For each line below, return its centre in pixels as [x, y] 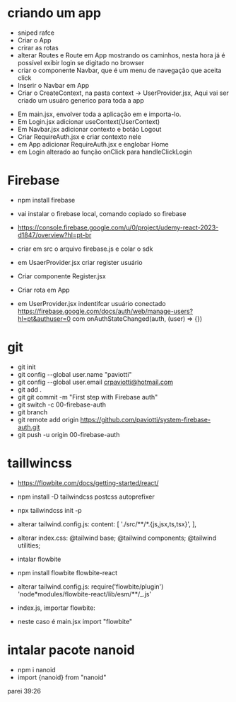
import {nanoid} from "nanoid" [62, 677]
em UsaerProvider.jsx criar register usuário [80, 262]
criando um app [54, 13]
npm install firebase [46, 200]
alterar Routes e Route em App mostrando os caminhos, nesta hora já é [121, 55]
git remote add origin [48, 419]
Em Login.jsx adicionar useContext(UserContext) [89, 121]
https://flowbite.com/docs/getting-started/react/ [88, 482]
